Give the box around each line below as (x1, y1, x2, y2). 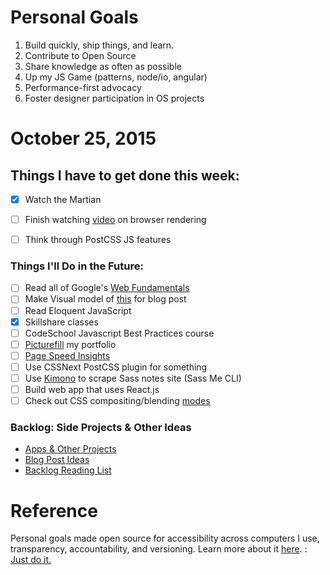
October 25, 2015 (10, 127, 157, 150)
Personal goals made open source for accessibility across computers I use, (10, 532, 320, 545)
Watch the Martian (24, 193, 102, 205)
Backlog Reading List (24, 464, 112, 476)
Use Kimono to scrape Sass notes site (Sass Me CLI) (24, 372, 242, 384)
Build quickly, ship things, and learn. (24, 39, 175, 51)
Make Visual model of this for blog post (24, 293, 187, 305)
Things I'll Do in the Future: (10, 259, 144, 273)
